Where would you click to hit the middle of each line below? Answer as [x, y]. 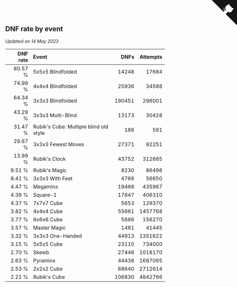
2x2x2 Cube [48, 269]
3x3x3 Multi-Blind [55, 115]
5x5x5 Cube [48, 244]
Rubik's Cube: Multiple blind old [71, 126]
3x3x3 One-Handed [57, 236]
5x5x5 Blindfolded [55, 72]
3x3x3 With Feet [53, 178]
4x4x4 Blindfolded [55, 86]
